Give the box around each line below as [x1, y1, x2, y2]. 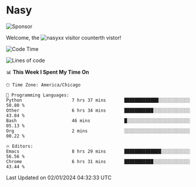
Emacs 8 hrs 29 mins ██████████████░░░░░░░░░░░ [6, 148, 191, 154]
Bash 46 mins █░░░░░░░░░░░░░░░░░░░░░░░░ [6, 117, 191, 123]
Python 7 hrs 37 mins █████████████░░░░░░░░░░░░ [6, 97, 191, 103]
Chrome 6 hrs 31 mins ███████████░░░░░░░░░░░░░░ [6, 158, 191, 164]
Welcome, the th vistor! [6, 34, 121, 41]
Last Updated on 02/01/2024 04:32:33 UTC [6, 174, 112, 181]
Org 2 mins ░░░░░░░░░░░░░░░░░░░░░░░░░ [6, 128, 191, 134]
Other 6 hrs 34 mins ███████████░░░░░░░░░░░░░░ [6, 108, 191, 113]
